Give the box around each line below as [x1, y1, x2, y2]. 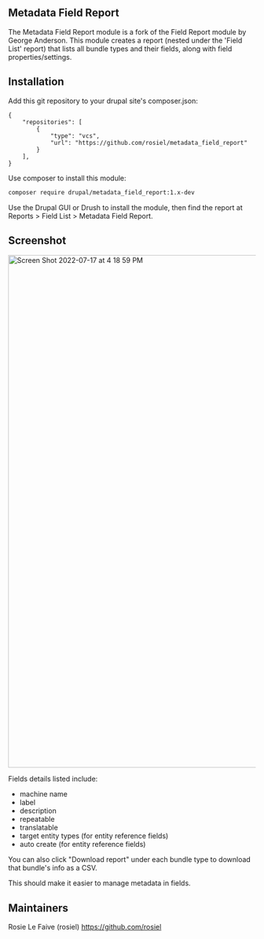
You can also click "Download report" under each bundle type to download [8, 855, 251, 864]
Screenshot [8, 234, 67, 247]
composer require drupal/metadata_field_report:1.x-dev [8, 188, 195, 196]
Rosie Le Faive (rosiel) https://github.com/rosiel [8, 922, 162, 932]
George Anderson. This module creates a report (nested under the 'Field [8, 35, 243, 45]
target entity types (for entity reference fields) [19, 831, 169, 841]
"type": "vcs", [49, 131, 101, 140]
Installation [8, 75, 64, 89]
